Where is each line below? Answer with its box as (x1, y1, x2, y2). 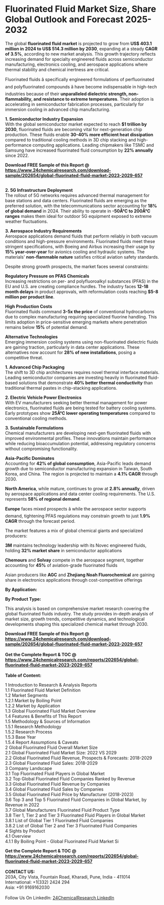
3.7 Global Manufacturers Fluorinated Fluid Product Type (5, 807, 120, 813)
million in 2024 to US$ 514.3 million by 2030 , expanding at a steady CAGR (5, 46, 158, 52)
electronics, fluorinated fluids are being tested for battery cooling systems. (5, 405, 156, 411)
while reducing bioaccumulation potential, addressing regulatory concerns (5, 440, 156, 446)
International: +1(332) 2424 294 (5, 879, 70, 885)
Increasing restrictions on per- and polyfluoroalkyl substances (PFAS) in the (5, 278, 159, 284)
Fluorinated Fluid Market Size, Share (5, 3, 156, 15)
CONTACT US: (5, 869, 35, 875)
